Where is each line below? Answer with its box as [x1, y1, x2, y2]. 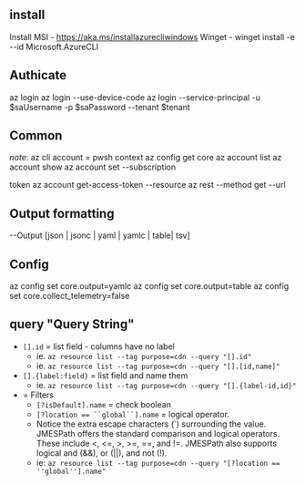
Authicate [9, 67, 67, 83]
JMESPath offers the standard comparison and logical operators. [36, 428, 280, 439]
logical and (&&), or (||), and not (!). [36, 447, 168, 459]
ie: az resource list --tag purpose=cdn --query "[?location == [36, 457, 280, 468]
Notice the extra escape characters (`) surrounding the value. [36, 418, 267, 429]
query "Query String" [9, 316, 135, 332]
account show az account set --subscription [9, 161, 176, 172]
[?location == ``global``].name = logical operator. [36, 408, 230, 419]
